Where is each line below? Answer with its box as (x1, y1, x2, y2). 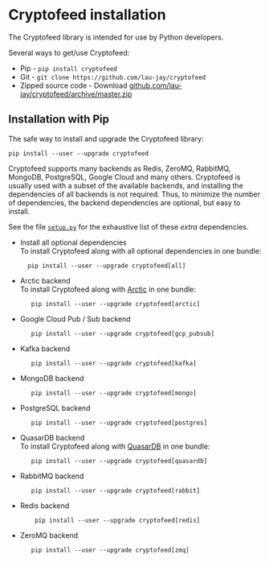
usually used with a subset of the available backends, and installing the (8, 180, 243, 190)
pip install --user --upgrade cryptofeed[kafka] (31, 359, 197, 367)
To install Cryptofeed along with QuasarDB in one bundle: (19, 441, 210, 451)
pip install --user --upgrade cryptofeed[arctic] (31, 300, 201, 308)
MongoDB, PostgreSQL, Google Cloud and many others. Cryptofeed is (8, 171, 241, 182)
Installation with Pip (8, 113, 110, 126)
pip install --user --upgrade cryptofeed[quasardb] (31, 457, 208, 465)
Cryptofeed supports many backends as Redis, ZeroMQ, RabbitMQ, (8, 163, 231, 173)
